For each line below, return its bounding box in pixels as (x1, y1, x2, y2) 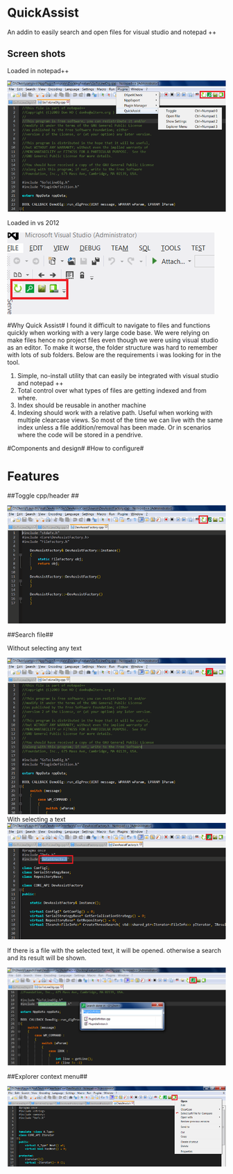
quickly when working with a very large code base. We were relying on (7, 329, 209, 337)
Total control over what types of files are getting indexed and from (17, 386, 207, 395)
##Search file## (7, 630, 53, 639)
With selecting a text (7, 815, 66, 823)
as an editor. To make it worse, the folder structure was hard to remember (7, 343, 218, 352)
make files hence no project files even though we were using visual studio (7, 336, 218, 345)
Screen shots (7, 48, 66, 60)
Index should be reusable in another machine (17, 401, 147, 409)
